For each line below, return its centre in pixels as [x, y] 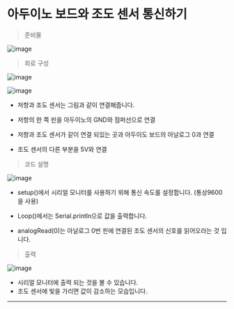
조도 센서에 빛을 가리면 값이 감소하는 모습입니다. [82, 291]
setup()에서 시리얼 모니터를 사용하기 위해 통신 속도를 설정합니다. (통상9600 [120, 192]
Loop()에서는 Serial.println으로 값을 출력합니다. [82, 216]
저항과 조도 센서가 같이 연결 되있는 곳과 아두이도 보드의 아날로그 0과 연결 [116, 134]
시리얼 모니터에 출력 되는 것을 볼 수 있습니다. [78, 282]
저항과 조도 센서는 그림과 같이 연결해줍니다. [76, 104]
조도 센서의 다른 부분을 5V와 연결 [62, 149]
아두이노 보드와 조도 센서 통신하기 [97, 14]
